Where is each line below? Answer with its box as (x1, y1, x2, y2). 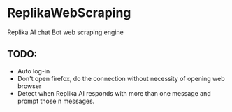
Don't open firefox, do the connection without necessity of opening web (17, 74, 225, 83)
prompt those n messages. (17, 97, 95, 105)
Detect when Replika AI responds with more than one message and (17, 89, 211, 97)
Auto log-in (17, 66, 50, 75)
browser (17, 82, 42, 90)
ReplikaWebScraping (7, 5, 131, 21)
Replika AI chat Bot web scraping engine (7, 28, 124, 36)
